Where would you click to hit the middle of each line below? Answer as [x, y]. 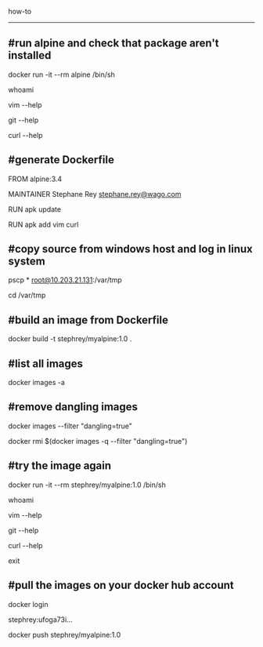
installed [30, 55]
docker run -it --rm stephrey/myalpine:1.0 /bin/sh [87, 485]
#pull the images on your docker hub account [121, 585]
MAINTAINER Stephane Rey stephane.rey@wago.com [95, 194]
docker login [28, 604]
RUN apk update [34, 209]
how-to [20, 11]
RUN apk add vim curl [43, 224]
